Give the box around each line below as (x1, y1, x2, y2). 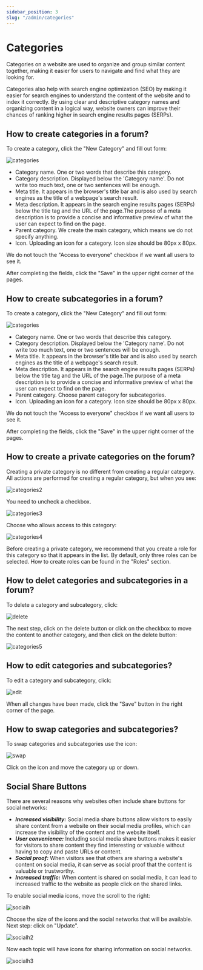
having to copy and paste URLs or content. (15, 848, 122, 855)
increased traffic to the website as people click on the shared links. (15, 880, 183, 887)
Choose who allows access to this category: (6, 521, 117, 528)
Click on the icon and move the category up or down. (6, 763, 139, 771)
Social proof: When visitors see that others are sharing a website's (15, 855, 183, 862)
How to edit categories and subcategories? (6, 660, 173, 671)
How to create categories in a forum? (6, 129, 149, 139)
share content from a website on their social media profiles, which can (15, 822, 191, 830)
